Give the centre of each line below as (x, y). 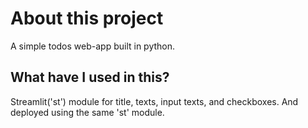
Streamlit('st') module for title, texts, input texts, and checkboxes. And (154, 101)
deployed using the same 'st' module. (87, 112)
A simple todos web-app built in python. (93, 46)
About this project (87, 18)
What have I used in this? (90, 77)
